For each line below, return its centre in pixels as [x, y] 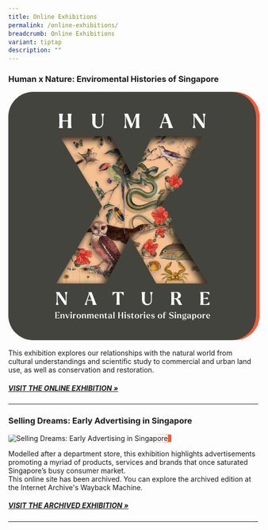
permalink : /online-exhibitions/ [63, 25]
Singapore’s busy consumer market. [67, 470]
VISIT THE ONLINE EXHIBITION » [63, 389]
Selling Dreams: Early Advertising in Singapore [100, 421]
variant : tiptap [35, 42]
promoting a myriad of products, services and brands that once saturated [128, 462]
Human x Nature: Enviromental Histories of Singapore [114, 79]
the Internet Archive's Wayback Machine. [75, 487]
